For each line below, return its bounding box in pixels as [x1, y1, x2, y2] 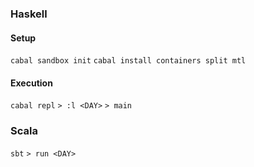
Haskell [10, 7, 48, 21]
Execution [10, 77, 53, 89]
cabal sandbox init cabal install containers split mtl [10, 56, 247, 66]
